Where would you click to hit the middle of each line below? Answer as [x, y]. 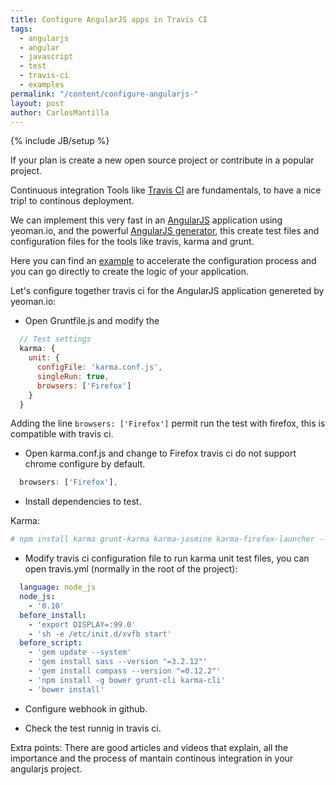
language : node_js [58, 587]
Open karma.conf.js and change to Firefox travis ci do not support [160, 453]
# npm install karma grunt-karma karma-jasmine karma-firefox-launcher [162, 539]
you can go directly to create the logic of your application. [129, 272]
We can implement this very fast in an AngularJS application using [146, 220]
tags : [21, 29]
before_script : [51, 643]
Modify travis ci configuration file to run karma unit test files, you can [167, 558]
